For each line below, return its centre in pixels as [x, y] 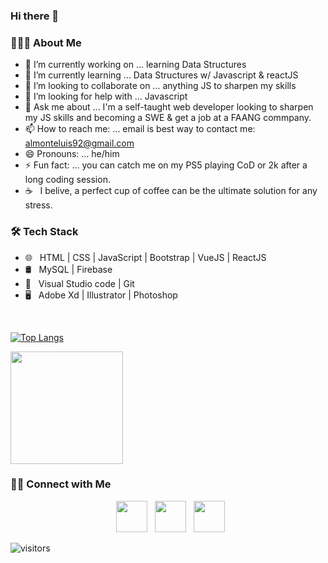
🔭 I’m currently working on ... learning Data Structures [135, 65]
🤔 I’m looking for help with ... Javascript [106, 96]
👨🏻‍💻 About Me [46, 42]
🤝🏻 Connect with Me [61, 484]
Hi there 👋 [35, 16]
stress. [38, 205]
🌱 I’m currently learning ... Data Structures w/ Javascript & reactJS [161, 75]
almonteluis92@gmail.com [79, 143]
